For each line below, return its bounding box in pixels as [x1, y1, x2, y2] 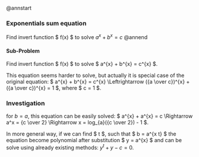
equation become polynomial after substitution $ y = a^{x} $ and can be [6, 137, 182, 144]
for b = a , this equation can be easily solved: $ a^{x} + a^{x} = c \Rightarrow [6, 113, 193, 120]
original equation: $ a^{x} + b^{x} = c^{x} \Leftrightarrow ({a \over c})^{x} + [6, 78, 190, 85]
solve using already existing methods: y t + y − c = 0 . [6, 143, 134, 151]
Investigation [6, 100, 45, 108]
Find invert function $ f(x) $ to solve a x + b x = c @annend [6, 33, 148, 40]
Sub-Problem [6, 47, 40, 55]
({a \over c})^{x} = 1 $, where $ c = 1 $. [6, 85, 102, 92]
